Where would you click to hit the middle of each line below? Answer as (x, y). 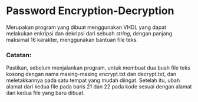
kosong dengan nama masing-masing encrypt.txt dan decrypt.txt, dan (91, 74)
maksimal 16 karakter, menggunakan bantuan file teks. (72, 40)
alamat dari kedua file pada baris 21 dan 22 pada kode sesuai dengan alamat (99, 87)
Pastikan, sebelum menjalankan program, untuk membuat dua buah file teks (98, 68)
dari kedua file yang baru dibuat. (46, 93)
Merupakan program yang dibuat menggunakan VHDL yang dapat (86, 27)
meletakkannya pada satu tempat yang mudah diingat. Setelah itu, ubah (93, 80)
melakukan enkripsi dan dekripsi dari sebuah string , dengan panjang (89, 33)
